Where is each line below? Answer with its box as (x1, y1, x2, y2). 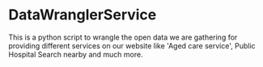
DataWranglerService (8, 6, 157, 24)
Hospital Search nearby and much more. (8, 49, 143, 59)
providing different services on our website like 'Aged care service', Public (8, 40, 257, 50)
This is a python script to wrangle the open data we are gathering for (8, 32, 238, 42)
